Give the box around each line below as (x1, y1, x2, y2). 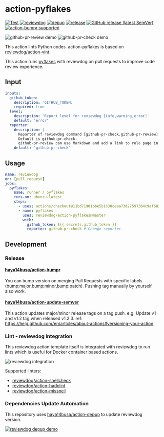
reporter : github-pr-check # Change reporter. (26, 227, 123, 231)
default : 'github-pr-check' (14, 145, 71, 150)
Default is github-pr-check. (18, 136, 78, 141)
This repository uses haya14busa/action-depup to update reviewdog (5, 411, 143, 417)
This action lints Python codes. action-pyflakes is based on (5, 44, 124, 49)
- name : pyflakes (18, 208, 54, 213)
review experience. (5, 64, 44, 69)
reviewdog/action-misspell (12, 388, 66, 394)
